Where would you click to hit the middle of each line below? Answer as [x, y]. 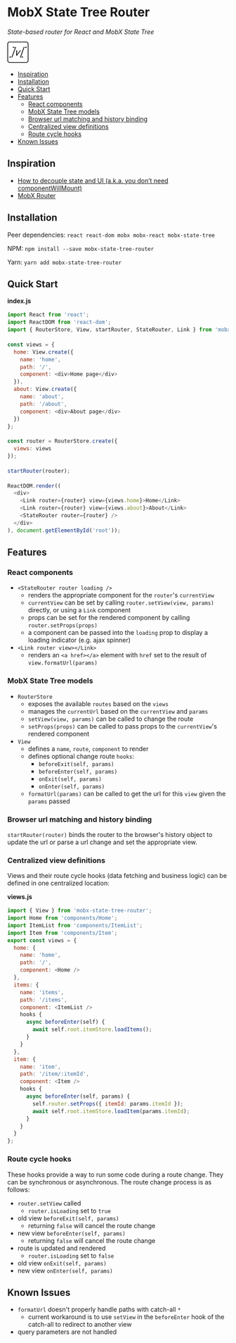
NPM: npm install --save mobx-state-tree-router [81, 248]
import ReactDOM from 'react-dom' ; [59, 322]
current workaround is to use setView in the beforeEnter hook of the [126, 1317]
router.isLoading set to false [71, 1256]
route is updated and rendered [61, 1248]
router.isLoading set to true [69, 1211]
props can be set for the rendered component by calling [109, 618]
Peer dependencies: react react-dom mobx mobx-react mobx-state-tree [111, 235]
